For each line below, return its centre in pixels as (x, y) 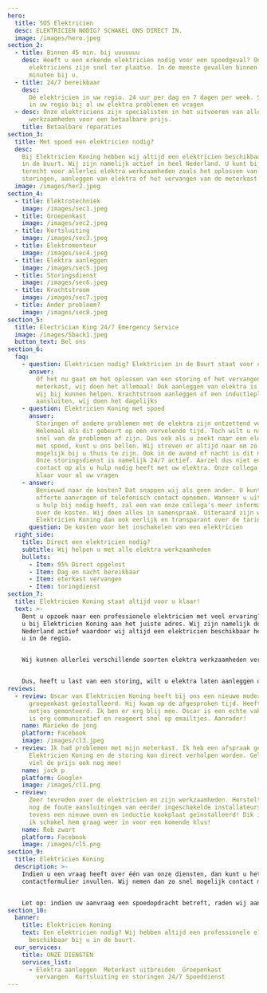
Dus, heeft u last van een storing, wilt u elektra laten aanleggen (138, 682)
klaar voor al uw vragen (77, 475)
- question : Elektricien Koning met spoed (93, 409)
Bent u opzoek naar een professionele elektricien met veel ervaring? (141, 616)
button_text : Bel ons (51, 342)
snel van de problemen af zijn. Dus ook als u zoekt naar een (141, 438)
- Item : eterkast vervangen (75, 579)
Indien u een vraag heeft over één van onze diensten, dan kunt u (134, 874)
